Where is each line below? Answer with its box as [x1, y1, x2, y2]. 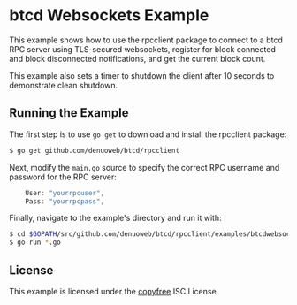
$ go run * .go [9, 238, 62, 248]
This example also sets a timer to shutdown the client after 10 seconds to [9, 70, 275, 80]
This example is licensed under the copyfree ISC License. [9, 286, 219, 296]
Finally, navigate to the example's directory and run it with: [9, 213, 223, 224]
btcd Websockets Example [9, 5, 209, 26]
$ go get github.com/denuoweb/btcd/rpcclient [9, 146, 179, 155]
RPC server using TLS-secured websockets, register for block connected [9, 43, 276, 54]
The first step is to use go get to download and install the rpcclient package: [9, 129, 287, 140]
